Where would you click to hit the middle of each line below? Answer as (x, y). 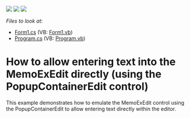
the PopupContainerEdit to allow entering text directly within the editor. (91, 109)
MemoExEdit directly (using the (84, 74)
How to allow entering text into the (91, 62)
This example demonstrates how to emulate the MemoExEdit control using (95, 102)
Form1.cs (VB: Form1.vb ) (43, 32)
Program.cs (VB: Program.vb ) (50, 38)
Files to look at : (24, 21)
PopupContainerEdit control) (77, 87)
